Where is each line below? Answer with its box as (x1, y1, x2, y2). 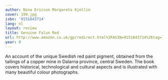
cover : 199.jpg (5, 12, 37, 17)
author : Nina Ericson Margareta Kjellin (5, 7, 91, 12)
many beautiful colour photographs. (5, 69, 79, 75)
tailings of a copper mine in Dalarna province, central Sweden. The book (5, 58, 154, 65)
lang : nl (5, 21, 23, 26)
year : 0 (5, 40, 21, 45)
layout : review (5, 26, 37, 31)
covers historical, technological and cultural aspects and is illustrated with (5, 64, 157, 70)
